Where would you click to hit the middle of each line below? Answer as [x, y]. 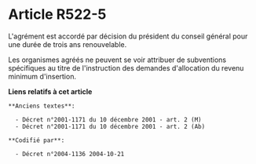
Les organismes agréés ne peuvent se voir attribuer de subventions [117, 60]
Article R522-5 [57, 15]
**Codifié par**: [37, 140]
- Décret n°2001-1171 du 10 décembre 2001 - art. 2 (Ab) [110, 126]
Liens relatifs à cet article [50, 91]
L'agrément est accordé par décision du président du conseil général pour [128, 36]
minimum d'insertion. [42, 76]
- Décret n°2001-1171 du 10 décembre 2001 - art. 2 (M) [108, 119]
